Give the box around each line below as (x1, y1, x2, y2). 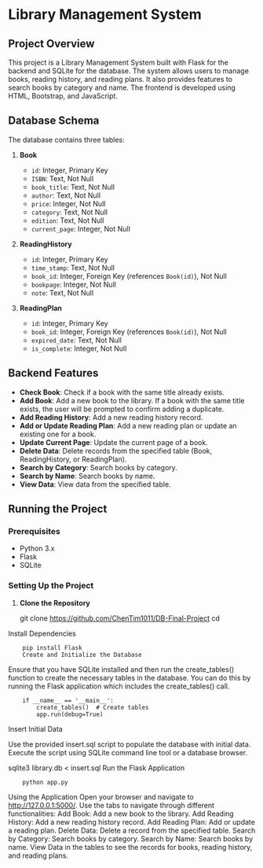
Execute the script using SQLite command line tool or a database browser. (8, 747, 248, 757)
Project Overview (8, 37, 95, 50)
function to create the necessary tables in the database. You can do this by (8, 673, 251, 682)
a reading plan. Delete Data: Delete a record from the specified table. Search (8, 825, 256, 835)
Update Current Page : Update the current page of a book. (19, 437, 208, 447)
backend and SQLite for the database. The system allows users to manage (8, 66, 250, 76)
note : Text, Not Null (31, 287, 94, 297)
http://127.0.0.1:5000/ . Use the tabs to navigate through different (8, 800, 214, 810)
